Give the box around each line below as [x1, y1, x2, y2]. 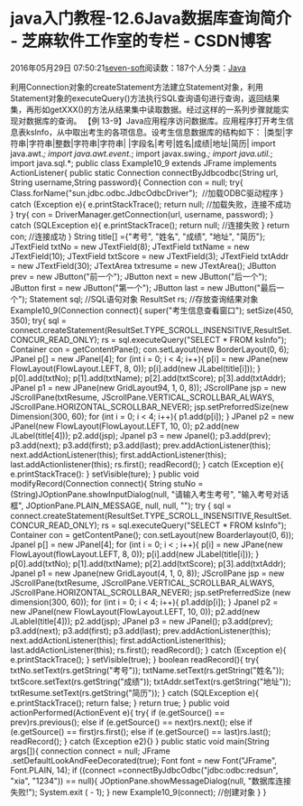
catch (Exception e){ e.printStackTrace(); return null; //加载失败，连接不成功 [10, 199, 291, 209]
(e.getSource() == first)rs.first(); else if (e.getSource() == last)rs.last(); [10, 726, 271, 737]
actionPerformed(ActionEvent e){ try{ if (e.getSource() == [10, 707, 225, 718]
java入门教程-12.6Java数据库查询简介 [10, 8, 292, 29]
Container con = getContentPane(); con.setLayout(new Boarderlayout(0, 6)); [10, 529, 294, 540]
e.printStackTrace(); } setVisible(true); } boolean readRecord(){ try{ [10, 653, 260, 664]
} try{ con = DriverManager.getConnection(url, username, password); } [10, 208, 274, 219]
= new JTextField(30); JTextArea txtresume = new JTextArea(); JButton [10, 260, 277, 271]
